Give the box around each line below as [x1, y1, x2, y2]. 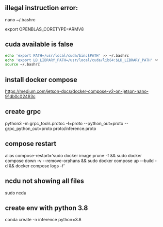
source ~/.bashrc [5, 62, 40, 67]
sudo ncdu [5, 190, 27, 195]
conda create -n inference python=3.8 [5, 217, 81, 223]
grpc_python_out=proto [5, 126, 52, 131]
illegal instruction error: [5, 4, 78, 12]
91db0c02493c [5, 94, 35, 99]
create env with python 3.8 [5, 204, 88, 212]
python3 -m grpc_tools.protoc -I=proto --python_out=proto [5, 120, 124, 126]
